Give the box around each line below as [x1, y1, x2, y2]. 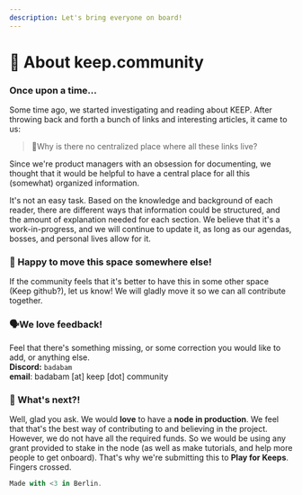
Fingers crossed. [9, 462, 72, 472]
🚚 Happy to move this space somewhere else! [9, 256, 212, 268]
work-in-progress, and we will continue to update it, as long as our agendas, [9, 224, 292, 235]
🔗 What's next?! [9, 393, 81, 406]
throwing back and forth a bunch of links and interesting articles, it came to [9, 114, 288, 125]
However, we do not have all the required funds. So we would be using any [9, 433, 286, 444]
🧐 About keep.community [9, 51, 204, 72]
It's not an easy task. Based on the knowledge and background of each [9, 195, 273, 206]
